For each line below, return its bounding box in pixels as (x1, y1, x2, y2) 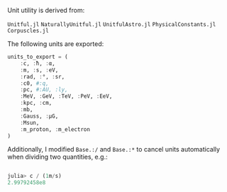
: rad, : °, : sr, (20, 73, 65, 80)
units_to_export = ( (7, 53, 69, 60)
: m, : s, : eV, (20, 67, 59, 74)
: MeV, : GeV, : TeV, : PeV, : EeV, (20, 93, 113, 100)
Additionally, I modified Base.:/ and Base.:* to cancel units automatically (7, 145, 221, 154)
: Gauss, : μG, (20, 113, 59, 120)
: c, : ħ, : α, (20, 60, 55, 67)
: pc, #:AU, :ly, (20, 86, 69, 94)
